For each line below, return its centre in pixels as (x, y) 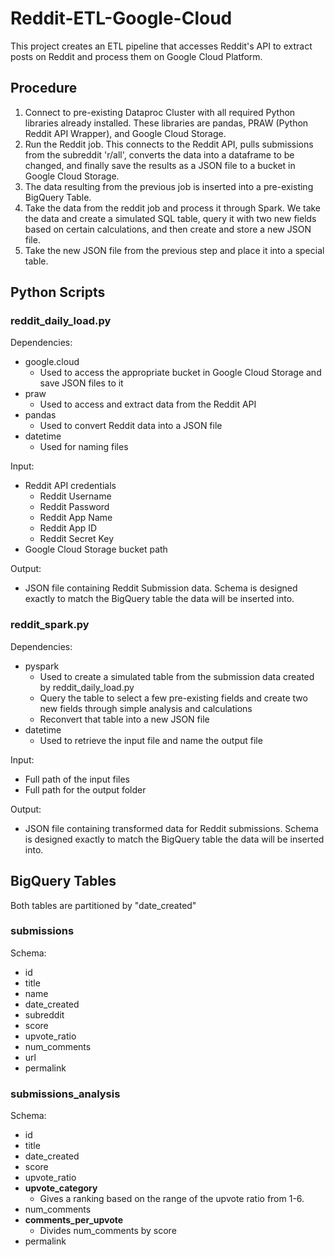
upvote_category (61, 1188)
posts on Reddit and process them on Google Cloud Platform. (136, 56)
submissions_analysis (65, 1094)
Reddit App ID (68, 528)
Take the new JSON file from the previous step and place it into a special (174, 250)
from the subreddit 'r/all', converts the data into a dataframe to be (159, 154)
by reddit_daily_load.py (87, 687)
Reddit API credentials (70, 486)
